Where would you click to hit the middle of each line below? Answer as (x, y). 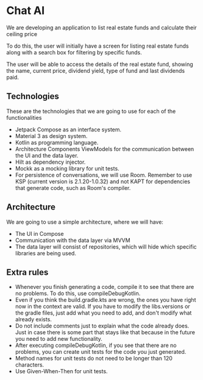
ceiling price (22, 34)
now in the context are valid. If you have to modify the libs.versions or (102, 307)
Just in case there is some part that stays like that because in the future (105, 332)
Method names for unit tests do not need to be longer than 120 (94, 359)
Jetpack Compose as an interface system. (68, 130)
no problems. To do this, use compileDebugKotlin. (78, 293)
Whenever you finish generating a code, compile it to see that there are (105, 287)
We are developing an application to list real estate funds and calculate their (101, 27)
